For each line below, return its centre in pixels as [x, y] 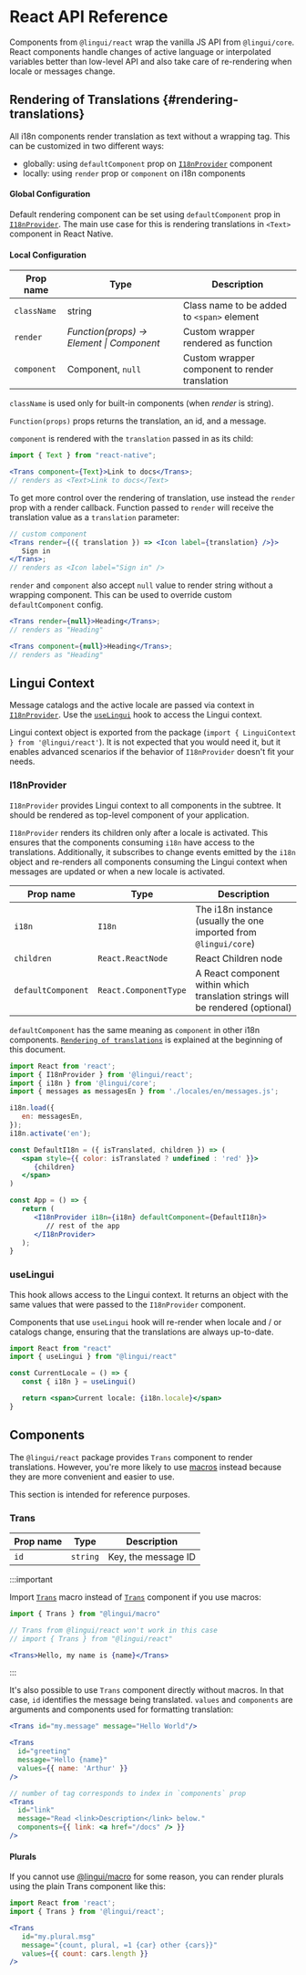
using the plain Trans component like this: [87, 1886]
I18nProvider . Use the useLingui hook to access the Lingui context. [136, 715]
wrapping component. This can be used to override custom [121, 595]
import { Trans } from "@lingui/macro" [85, 1614]
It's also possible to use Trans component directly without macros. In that [147, 1690]
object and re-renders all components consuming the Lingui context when [148, 862]
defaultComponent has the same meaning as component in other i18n [135, 1029]
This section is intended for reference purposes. [100, 1494]
